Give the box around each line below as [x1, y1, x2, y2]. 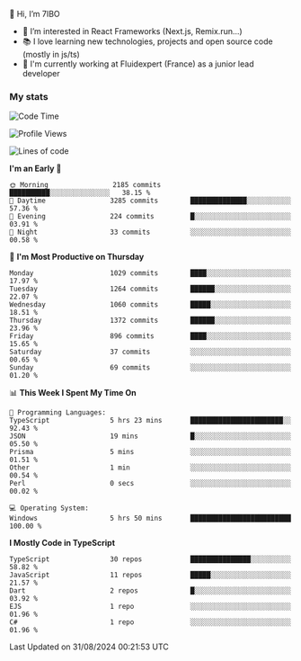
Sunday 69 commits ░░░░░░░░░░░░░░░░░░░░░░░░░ [9, 363, 292, 372]
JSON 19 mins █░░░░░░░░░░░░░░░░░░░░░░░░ [9, 432, 292, 441]
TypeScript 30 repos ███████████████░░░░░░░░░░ [9, 555, 292, 564]
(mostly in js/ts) [22, 49, 81, 59]
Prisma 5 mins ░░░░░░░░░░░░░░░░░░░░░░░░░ [9, 448, 292, 457]
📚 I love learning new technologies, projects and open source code [22, 36, 273, 47]
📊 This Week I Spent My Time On [9, 388, 137, 398]
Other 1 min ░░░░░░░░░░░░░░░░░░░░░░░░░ [9, 463, 292, 472]
